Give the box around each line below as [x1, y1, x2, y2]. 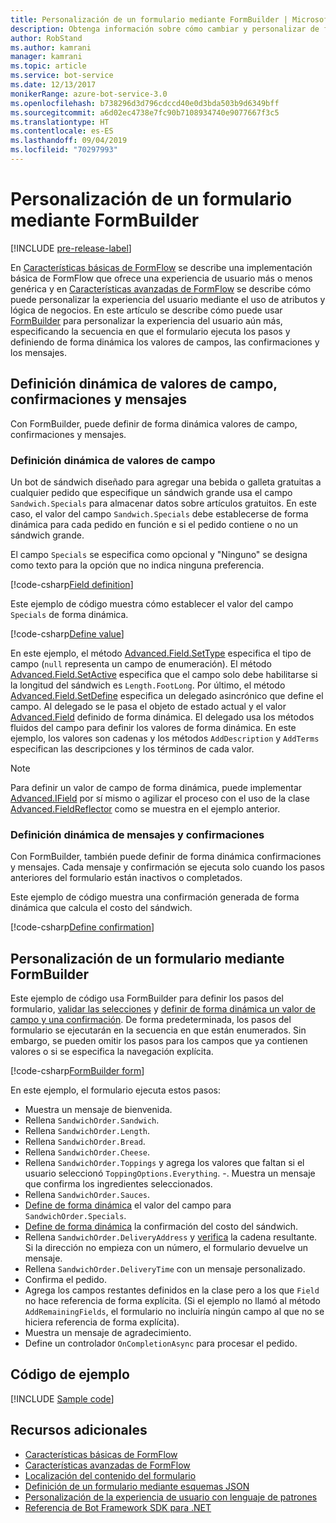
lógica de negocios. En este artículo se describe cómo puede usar [10, 304, 283, 316]
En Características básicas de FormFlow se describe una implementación [10, 261, 313, 273]
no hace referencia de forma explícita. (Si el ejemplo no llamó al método [24, 1295, 321, 1307]
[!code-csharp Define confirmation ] [10, 921, 155, 933]
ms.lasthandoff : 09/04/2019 [10, 136, 128, 146]
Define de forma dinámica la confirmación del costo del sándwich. [24, 1221, 299, 1233]
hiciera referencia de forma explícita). [24, 1316, 180, 1328]
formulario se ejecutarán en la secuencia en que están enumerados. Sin [10, 1024, 307, 1036]
